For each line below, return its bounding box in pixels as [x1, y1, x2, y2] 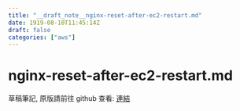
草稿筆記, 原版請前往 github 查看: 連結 [8, 94, 131, 103]
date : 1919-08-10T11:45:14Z [8, 19, 101, 27]
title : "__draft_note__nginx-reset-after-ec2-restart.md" [8, 11, 202, 20]
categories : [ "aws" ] [8, 33, 76, 41]
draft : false [8, 26, 51, 34]
